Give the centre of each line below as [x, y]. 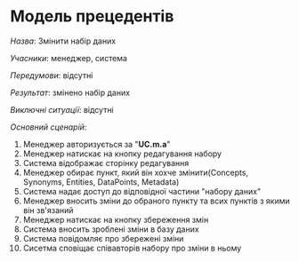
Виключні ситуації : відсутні [62, 109]
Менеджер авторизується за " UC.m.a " [97, 144]
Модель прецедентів [92, 16]
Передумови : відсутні [52, 75]
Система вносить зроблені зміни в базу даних [111, 229]
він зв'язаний [48, 210]
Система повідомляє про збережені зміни [103, 238]
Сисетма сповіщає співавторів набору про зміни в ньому [132, 248]
